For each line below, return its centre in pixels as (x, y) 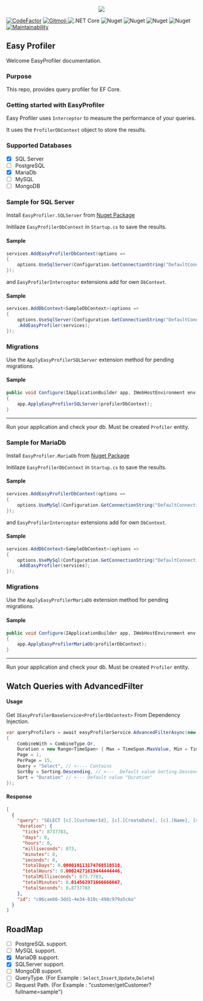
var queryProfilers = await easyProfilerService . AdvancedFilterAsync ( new (101, 732)
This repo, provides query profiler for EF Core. (64, 89)
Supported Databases (39, 146)
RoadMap (25, 929)
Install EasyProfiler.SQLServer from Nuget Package (71, 215)
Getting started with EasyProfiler (55, 105)
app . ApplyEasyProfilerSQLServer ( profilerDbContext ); (85, 404)
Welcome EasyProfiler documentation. (54, 60)
